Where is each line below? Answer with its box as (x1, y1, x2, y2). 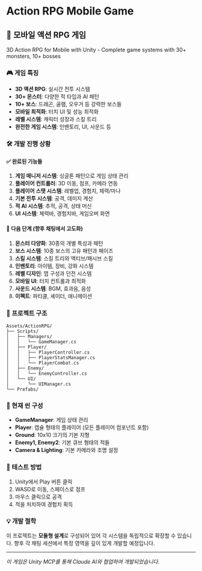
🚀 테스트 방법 (6, 463, 42, 471)
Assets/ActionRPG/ (6, 323, 52, 329)
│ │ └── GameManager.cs (6, 339, 77, 345)
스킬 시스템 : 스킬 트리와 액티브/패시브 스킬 (14, 255, 113, 262)
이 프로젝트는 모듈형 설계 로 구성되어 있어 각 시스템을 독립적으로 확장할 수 (6, 532, 176, 539)
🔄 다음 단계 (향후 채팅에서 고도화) (6, 225, 83, 232)
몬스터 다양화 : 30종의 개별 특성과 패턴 (14, 240, 103, 247)
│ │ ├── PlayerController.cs (6, 349, 90, 356)
